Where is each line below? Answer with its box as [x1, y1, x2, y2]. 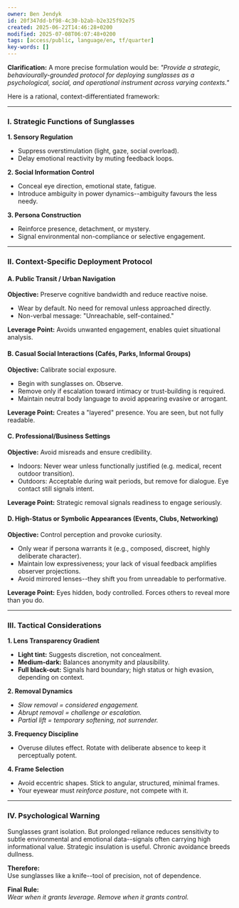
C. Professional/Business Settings [7, 432, 111, 441]
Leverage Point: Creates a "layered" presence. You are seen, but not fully [7, 408, 224, 417]
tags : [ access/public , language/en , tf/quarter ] [7, 37, 154, 44]
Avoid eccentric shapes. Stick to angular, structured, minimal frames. [17, 779, 220, 787]
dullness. [7, 850, 34, 858]
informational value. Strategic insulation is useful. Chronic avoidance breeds [7, 842, 230, 851]
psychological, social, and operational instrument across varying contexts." [7, 78, 230, 86]
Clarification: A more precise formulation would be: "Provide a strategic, [7, 63, 221, 71]
